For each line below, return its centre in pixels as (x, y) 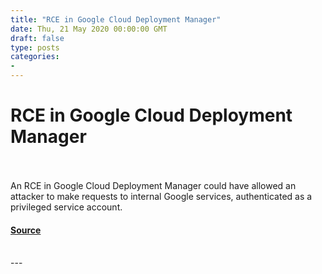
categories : (35, 57)
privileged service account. (66, 207)
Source (26, 230)
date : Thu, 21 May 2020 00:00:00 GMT (89, 29)
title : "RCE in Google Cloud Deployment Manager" (116, 19)
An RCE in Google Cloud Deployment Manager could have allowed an (153, 185)
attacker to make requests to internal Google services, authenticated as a (161, 196)
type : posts (35, 47)
